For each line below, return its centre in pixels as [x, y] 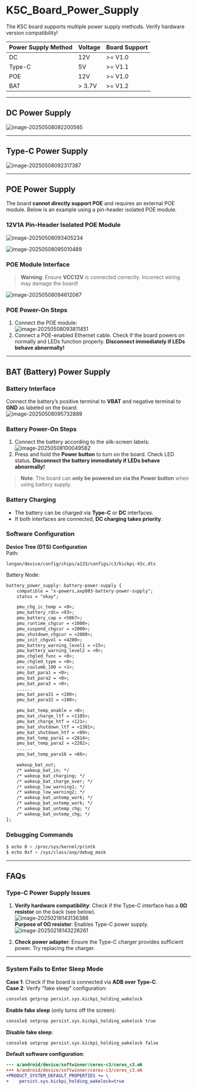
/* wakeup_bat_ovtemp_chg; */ [54, 814]
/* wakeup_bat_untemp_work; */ [55, 798]
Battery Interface [31, 389]
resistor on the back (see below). [55, 912]
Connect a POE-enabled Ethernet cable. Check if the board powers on [99, 335]
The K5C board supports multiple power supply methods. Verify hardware [95, 26]
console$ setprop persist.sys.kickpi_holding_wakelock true [81, 1021]
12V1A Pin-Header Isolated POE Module [64, 225]
